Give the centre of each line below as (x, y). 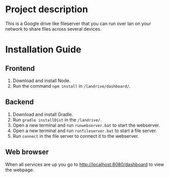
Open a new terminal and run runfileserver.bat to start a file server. (84, 131)
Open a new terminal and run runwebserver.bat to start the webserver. (86, 125)
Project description (47, 9)
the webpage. (20, 170)
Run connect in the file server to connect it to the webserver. (76, 136)
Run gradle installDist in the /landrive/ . (57, 120)
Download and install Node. (41, 81)
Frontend (20, 68)
